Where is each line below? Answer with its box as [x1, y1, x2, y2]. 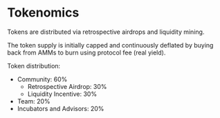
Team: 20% [17, 97, 51, 105]
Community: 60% [17, 75, 68, 83]
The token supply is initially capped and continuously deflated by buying [7, 41, 214, 49]
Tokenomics [7, 5, 80, 21]
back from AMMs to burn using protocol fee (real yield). [7, 48, 166, 57]
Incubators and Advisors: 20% [17, 104, 104, 112]
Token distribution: [7, 61, 61, 70]
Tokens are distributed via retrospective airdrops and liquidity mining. [7, 28, 205, 36]
